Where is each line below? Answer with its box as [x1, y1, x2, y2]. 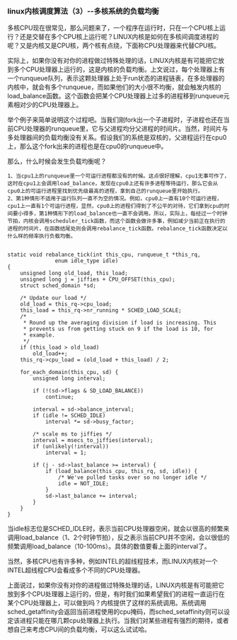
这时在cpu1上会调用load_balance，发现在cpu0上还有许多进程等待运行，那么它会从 [7, 180, 219, 187]
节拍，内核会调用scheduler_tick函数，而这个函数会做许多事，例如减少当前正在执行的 [7, 218, 226, 225]
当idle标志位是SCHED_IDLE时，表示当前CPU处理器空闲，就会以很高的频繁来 [7, 525, 230, 533]
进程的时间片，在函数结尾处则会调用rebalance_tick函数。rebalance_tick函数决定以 [7, 225, 228, 233]
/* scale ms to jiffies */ [33, 431, 112, 438]
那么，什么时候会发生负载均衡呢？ [7, 157, 107, 165]
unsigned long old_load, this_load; [20, 270, 129, 277]
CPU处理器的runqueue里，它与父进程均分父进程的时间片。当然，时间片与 [13, 124, 229, 133]
